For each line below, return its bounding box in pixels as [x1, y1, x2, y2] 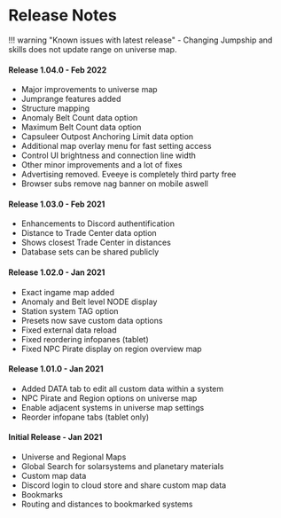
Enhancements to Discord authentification [20, 218, 175, 229]
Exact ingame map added [20, 286, 115, 297]
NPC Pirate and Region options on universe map [20, 392, 198, 404]
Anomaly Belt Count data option [20, 113, 138, 123]
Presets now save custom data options [20, 315, 163, 326]
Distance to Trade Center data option [20, 228, 157, 239]
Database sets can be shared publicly [20, 247, 160, 257]
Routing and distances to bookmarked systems [20, 498, 193, 509]
